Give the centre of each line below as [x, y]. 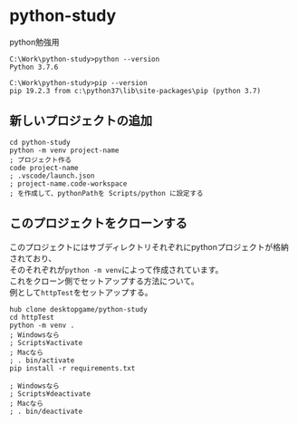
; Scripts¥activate [46, 342]
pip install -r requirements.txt [72, 368]
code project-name [44, 168]
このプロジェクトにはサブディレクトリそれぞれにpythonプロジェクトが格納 [149, 246]
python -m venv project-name [64, 150]
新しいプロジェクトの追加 [81, 121]
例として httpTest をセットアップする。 [81, 292]
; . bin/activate [42, 360]
